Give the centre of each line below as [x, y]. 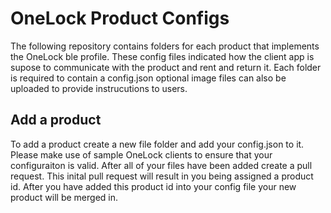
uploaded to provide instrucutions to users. [99, 88]
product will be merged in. [64, 197]
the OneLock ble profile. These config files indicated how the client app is [162, 56]
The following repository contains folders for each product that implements [165, 46]
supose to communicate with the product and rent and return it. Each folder [166, 67]
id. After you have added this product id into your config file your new [153, 186]
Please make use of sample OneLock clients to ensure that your [141, 154]
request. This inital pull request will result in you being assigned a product [162, 176]
